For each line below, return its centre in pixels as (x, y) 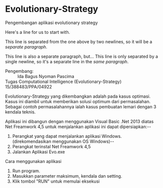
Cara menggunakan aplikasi (33, 161)
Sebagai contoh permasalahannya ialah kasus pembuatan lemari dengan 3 (81, 107)
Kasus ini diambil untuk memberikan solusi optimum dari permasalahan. (78, 101)
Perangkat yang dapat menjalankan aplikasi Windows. (67, 136)
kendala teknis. (20, 112)
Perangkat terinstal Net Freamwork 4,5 (51, 146)
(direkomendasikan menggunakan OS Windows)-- (63, 141)
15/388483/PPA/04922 (29, 86)
